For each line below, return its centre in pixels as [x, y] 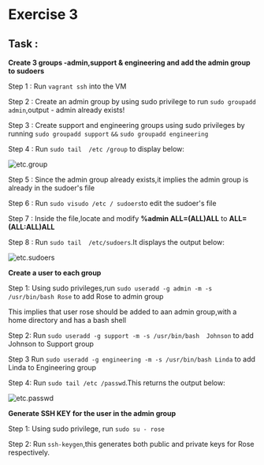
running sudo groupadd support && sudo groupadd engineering [108, 133]
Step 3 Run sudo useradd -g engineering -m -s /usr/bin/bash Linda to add [132, 359]
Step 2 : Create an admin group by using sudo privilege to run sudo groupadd [132, 101]
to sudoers [26, 71]
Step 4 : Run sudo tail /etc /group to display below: [97, 149]
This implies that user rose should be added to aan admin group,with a [123, 312]
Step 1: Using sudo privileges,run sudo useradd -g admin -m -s [110, 288]
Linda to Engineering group [52, 367]
